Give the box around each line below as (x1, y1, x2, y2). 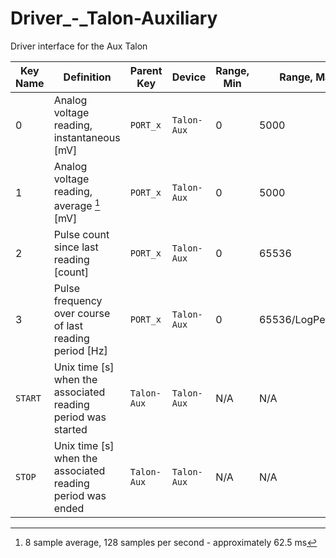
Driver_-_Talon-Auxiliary (10, 7, 218, 30)
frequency (53, 294, 103, 308)
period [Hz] (53, 344, 108, 358)
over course (53, 307, 111, 321)
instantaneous (53, 130, 121, 144)
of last (53, 319, 83, 333)
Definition (63, 70, 112, 84)
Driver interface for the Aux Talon (10, 40, 148, 52)
